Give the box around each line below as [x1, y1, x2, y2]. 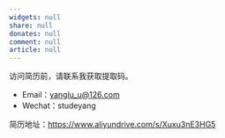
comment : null [9, 37, 62, 47]
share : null [9, 21, 53, 30]
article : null [9, 46, 62, 54]
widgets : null [9, 12, 62, 22]
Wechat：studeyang [21, 100, 96, 111]
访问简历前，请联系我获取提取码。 [9, 71, 133, 82]
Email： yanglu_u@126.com [21, 90, 121, 100]
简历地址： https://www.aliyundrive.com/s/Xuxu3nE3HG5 [9, 120, 216, 130]
